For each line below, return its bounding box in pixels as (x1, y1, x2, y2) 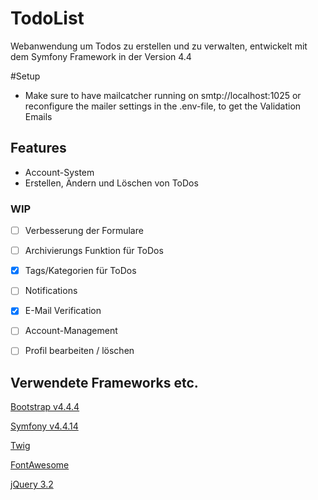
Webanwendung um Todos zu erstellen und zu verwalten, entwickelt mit (10, 40, 308, 52)
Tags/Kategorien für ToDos (24, 265, 137, 277)
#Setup (10, 70, 41, 82)
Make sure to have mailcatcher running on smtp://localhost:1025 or (24, 89, 302, 101)
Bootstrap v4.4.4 (10, 401, 80, 413)
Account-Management (24, 325, 118, 337)
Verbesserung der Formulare (24, 225, 144, 237)
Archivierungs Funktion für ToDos (24, 245, 164, 257)
